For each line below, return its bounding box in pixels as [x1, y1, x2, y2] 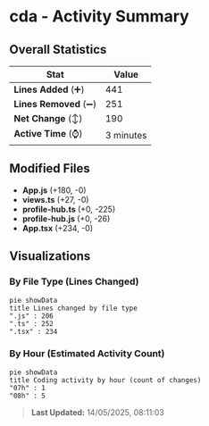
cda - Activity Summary [9, 6, 189, 27]
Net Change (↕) [13, 113, 83, 124]
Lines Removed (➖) [13, 98, 96, 110]
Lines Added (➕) [13, 83, 85, 96]
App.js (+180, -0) [21, 185, 87, 196]
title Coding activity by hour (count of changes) [9, 375, 202, 385]
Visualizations [9, 248, 91, 264]
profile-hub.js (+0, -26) [21, 213, 111, 224]
